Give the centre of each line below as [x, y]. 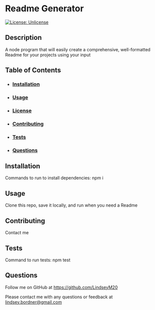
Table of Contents [33, 70]
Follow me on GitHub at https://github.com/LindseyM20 [62, 287]
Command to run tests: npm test [38, 260]
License [22, 110]
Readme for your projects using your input [48, 55]
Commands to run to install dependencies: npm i [54, 178]
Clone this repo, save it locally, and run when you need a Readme [71, 205]
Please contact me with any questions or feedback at [59, 297]
